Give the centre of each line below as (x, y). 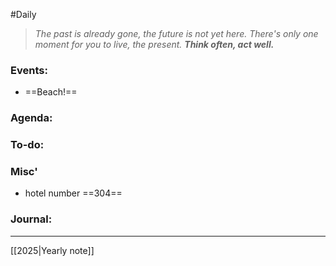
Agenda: (31, 118)
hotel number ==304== (73, 193)
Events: (29, 70)
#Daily (23, 14)
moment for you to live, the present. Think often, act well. (154, 44)
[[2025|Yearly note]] (52, 250)
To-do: (27, 145)
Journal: (31, 219)
